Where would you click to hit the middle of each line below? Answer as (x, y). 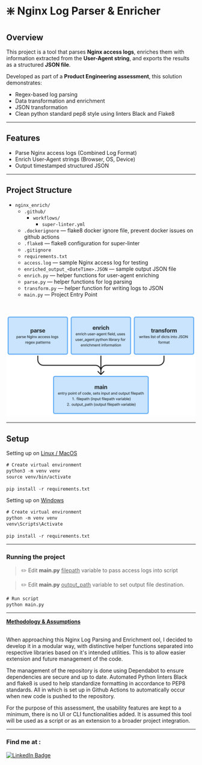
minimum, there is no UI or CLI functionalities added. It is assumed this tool (99, 714)
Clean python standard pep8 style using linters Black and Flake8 (95, 114)
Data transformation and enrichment (60, 101)
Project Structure (39, 190)
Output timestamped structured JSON (62, 165)
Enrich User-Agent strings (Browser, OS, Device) (75, 159)
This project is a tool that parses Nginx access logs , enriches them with (95, 52)
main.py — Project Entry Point (61, 294)
